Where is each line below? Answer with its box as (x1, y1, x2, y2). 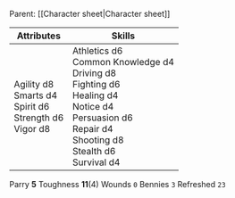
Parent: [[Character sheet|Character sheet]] (9, 9, 171, 19)
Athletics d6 (72, 45, 123, 57)
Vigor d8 (13, 123, 51, 135)
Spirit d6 (13, 101, 50, 112)
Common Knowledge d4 (72, 56, 174, 68)
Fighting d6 (72, 78, 121, 90)
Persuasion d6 (72, 111, 134, 124)
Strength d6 (13, 111, 64, 124)
